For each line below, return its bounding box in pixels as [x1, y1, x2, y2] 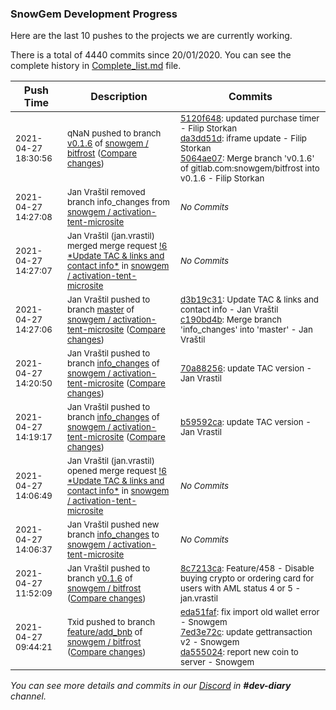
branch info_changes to [66, 529, 160, 541]
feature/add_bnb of [66, 627, 143, 638]
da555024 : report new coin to [179, 647, 299, 658]
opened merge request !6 [66, 465, 167, 477]
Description [90, 90, 148, 104]
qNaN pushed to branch [66, 128, 162, 139]
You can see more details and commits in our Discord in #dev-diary [10, 680, 292, 692]
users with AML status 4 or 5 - [179, 583, 302, 594]
